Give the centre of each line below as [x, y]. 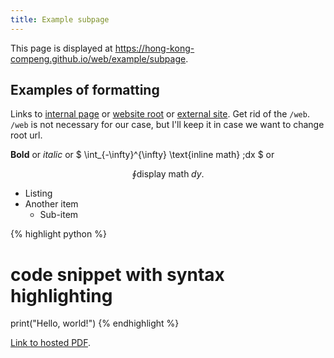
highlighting [61, 295]
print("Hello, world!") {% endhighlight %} [95, 323]
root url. [26, 135]
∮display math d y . [168, 174]
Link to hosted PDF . [51, 343]
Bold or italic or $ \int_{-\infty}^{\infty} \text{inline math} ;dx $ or [142, 155]
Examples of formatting [85, 90]
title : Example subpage [60, 19]
